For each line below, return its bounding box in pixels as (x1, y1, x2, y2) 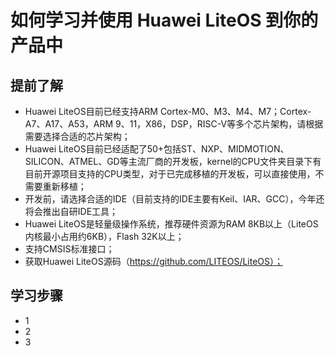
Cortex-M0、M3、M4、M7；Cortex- (159, 106, 312, 117)
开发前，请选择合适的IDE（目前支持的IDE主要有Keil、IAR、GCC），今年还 (24, 193, 325, 205)
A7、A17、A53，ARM (24, 118, 114, 130)
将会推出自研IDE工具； (24, 206, 119, 217)
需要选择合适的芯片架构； (24, 131, 131, 142)
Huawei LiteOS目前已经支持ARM (24, 106, 158, 117)
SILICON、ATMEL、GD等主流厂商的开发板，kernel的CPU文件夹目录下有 (24, 156, 322, 167)
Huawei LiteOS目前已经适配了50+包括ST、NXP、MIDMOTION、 (24, 143, 290, 155)
